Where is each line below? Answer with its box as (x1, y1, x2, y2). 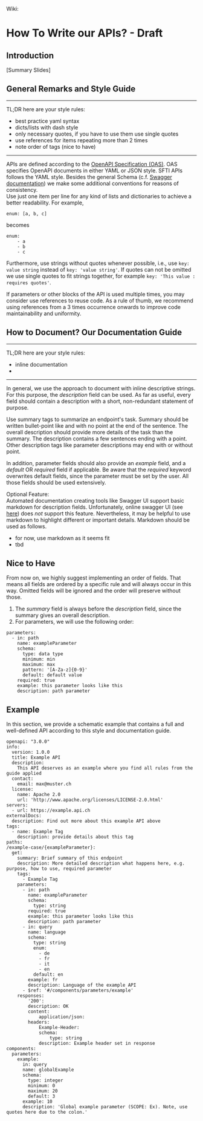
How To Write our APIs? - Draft (6, 27, 163, 40)
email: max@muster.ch (17, 781, 71, 787)
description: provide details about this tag (17, 834, 134, 840)
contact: (11, 776, 34, 782)
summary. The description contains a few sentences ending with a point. (6, 435, 187, 442)
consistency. (6, 186, 38, 193)
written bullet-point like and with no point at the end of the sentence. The (6, 422, 188, 429)
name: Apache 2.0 (17, 792, 61, 798)
